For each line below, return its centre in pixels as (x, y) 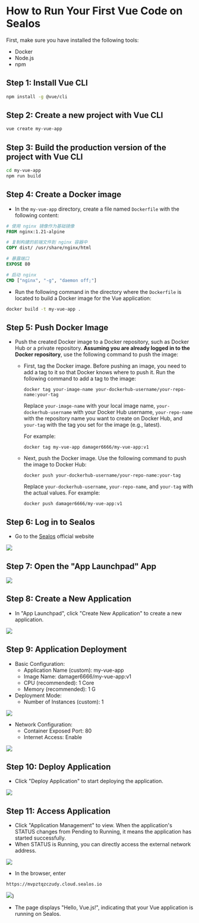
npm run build (24, 176)
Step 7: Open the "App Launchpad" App (81, 566)
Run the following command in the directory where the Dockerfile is (98, 292)
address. (26, 851)
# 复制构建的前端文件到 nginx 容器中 (47, 242)
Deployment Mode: (38, 695)
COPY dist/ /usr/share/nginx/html (49, 248)
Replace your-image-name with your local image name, (89, 406)
